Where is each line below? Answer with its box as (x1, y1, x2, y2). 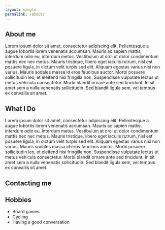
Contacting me (5, 179, 52, 187)
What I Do (5, 104, 36, 113)
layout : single (5, 7, 36, 12)
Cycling (12, 214, 28, 220)
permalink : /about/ (5, 12, 45, 17)
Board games (12, 209, 40, 215)
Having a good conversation (12, 219, 70, 225)
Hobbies (5, 196, 32, 204)
